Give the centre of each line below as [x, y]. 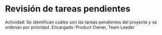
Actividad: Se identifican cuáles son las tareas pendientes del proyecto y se [81, 22]
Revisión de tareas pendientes [68, 9]
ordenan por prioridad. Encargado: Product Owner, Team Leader [70, 27]
